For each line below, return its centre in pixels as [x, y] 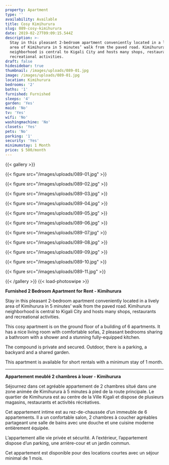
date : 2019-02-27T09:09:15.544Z [39, 33]
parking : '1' [19, 136]
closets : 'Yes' [21, 127]
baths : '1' [17, 89]
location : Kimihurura [28, 80]
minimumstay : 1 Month [28, 146]
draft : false [19, 61]
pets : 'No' [17, 131]
